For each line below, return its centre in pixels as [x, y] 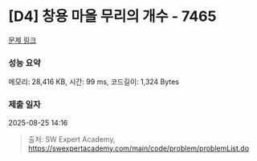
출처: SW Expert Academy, [71, 139]
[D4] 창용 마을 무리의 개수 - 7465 [112, 16]
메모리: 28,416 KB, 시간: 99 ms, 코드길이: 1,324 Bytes [94, 82]
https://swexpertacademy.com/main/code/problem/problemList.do [139, 148]
